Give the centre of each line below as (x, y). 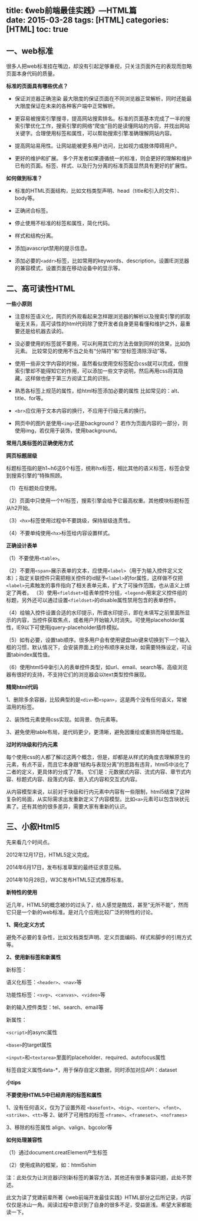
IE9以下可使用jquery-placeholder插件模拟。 (69, 627)
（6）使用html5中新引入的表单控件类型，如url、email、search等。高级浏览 (97, 667)
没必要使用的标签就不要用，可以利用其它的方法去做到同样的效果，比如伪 (102, 344)
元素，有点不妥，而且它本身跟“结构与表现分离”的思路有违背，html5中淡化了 (98, 765)
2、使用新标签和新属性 (34, 957)
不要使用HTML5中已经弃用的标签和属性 (54, 1095)
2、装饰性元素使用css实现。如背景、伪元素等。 (64, 720)
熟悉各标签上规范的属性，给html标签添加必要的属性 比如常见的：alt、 (98, 391)
